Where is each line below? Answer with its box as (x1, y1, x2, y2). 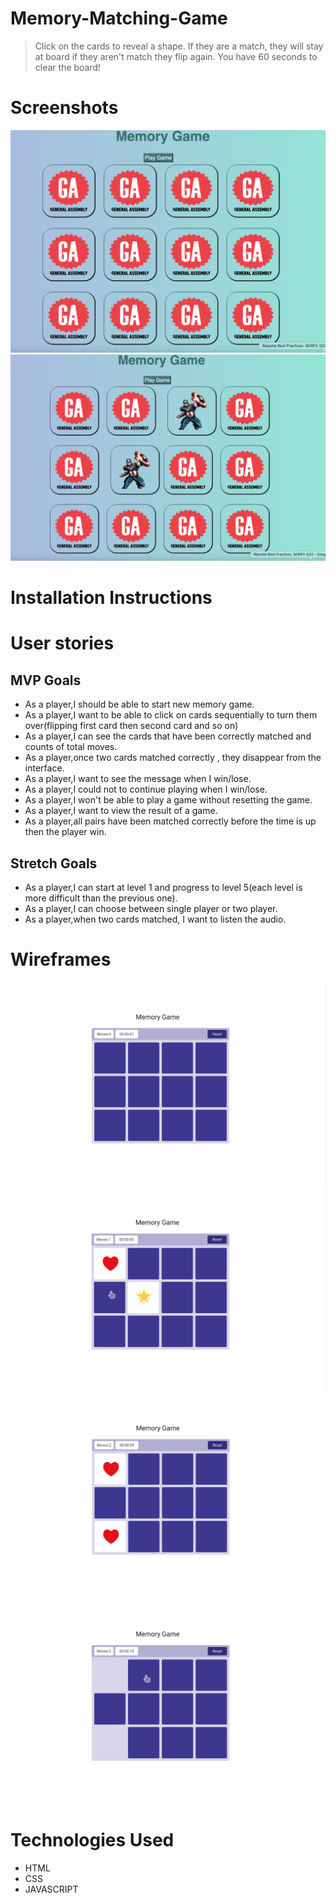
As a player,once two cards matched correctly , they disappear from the (24, 752, 322, 764)
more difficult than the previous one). (24, 892, 178, 904)
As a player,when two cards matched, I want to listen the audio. (24, 913, 287, 925)
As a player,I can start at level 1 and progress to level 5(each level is (24, 881, 303, 893)
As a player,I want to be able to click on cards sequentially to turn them (24, 709, 318, 721)
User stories (10, 632, 115, 655)
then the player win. (24, 826, 107, 838)
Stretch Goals (10, 855, 98, 872)
